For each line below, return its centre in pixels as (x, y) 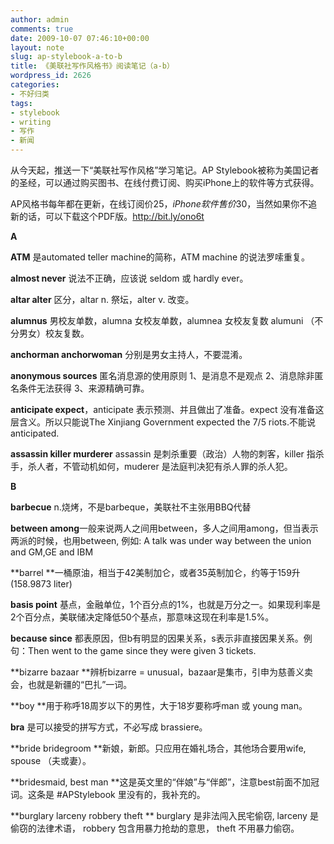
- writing (31, 122)
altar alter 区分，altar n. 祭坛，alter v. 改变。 (102, 299)
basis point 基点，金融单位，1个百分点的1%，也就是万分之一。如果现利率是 (166, 604)
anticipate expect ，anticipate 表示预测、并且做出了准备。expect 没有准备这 (167, 409)
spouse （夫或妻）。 (51, 760)
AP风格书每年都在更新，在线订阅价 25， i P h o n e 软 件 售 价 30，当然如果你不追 (164, 204)
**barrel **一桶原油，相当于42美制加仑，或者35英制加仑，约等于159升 (155, 572)
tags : (21, 103)
